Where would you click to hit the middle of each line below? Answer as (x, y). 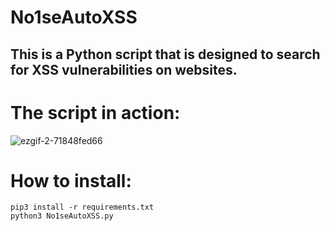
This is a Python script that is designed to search (165, 54)
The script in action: (95, 112)
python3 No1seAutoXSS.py (62, 216)
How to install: (71, 180)
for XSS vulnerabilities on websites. (124, 69)
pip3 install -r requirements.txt (82, 207)
